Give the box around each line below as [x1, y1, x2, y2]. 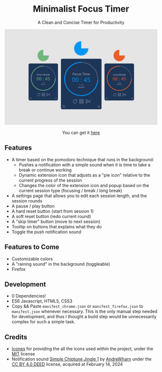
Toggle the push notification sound [11, 229, 81, 235]
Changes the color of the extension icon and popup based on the [18, 182, 149, 188]
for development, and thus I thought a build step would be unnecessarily [11, 314, 157, 320]
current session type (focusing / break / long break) [18, 187, 122, 193]
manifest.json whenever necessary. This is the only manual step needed [11, 308, 158, 314]
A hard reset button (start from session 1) [11, 208, 94, 214]
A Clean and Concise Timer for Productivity [37, 19, 125, 25]
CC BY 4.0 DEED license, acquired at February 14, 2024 [11, 361, 123, 367]
